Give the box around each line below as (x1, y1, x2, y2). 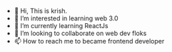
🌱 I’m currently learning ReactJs (14, 22, 108, 30)
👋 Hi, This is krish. (14, 7, 68, 15)
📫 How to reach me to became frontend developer (14, 37, 165, 45)
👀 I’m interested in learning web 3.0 (14, 14, 119, 22)
